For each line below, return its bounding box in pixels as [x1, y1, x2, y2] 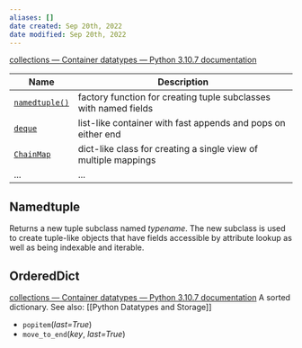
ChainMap [13, 149, 51, 160]
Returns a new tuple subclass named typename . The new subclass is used [9, 223, 286, 234]
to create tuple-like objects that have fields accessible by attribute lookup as [9, 233, 292, 244]
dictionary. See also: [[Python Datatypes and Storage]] [9, 302, 212, 312]
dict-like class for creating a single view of [77, 143, 259, 156]
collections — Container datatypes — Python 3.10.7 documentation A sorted [9, 292, 290, 302]
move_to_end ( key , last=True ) [22, 329, 126, 339]
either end [77, 128, 121, 140]
